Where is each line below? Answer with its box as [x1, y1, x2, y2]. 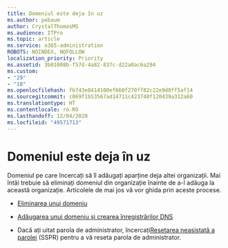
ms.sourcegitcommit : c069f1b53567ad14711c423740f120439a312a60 [7, 94, 193, 101]
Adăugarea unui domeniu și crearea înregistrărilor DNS [17, 213, 173, 221]
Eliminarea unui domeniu [17, 199, 88, 207]
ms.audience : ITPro [7, 29, 64, 37]
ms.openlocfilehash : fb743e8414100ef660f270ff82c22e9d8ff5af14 [7, 87, 193, 94]
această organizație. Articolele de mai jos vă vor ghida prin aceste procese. [7, 186, 222, 194]
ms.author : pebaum [7, 17, 60, 23]
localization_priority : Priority [7, 55, 104, 62]
